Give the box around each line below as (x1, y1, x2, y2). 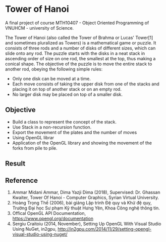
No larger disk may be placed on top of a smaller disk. (12, 91, 123, 97)
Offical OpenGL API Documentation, (12, 210, 86, 216)
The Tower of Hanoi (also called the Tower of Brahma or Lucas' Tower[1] (5, 35, 154, 40)
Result (5, 160, 26, 168)
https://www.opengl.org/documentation (12, 215, 94, 221)
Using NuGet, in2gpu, (12, 226, 57, 232)
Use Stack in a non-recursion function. (12, 124, 92, 130)
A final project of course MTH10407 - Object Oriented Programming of (5, 20, 149, 26)
